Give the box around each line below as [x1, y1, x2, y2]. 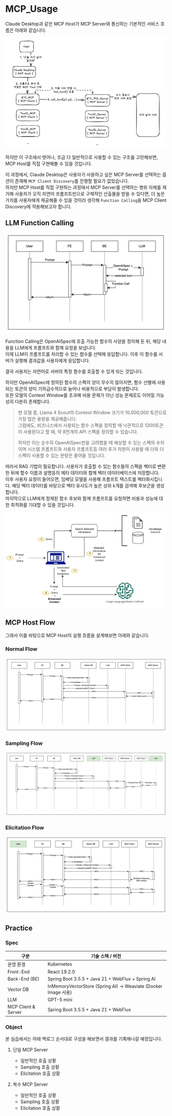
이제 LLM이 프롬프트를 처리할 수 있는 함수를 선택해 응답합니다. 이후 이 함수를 [5, 351, 158, 357]
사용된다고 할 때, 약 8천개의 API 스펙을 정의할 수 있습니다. [23, 428, 138, 435]
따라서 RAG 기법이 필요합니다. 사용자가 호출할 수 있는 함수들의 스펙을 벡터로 [5, 463, 157, 469]
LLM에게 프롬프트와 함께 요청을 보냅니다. [14, 344, 97, 350]
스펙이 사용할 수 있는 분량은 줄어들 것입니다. [17, 452, 106, 458]
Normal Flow [5, 645, 37, 653]
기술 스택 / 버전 [91, 953, 121, 959]
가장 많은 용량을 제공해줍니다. [17, 416, 77, 422]
